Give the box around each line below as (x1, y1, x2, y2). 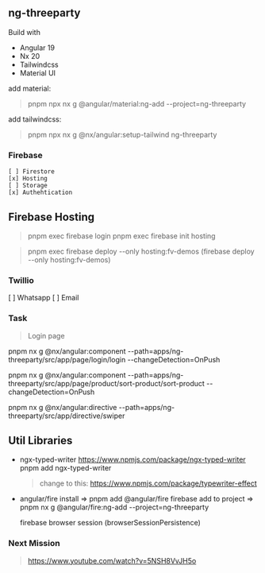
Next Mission (8, 538, 61, 549)
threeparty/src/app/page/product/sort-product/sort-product (8, 378, 205, 388)
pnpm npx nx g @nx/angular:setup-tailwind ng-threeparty (27, 130, 217, 139)
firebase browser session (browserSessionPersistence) (19, 518, 201, 528)
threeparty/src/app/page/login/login (8, 354, 126, 364)
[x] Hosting (8, 175, 48, 183)
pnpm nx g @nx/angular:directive (8, 402, 117, 412)
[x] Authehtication (8, 188, 73, 197)
